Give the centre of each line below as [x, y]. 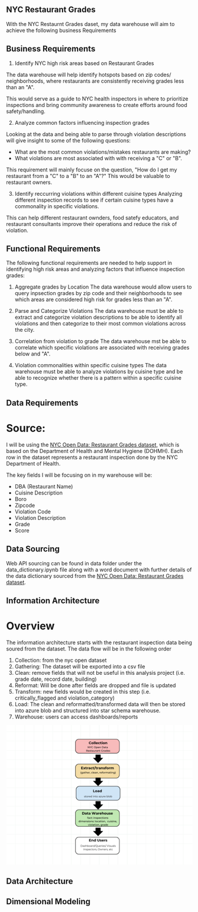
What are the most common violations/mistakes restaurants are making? [103, 152]
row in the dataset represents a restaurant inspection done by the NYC [92, 457]
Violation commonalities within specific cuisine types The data [91, 366]
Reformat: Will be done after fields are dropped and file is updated [95, 685]
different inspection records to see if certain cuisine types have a [94, 200]
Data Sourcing [33, 549]
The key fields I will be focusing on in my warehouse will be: [79, 475]
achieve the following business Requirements [61, 30]
